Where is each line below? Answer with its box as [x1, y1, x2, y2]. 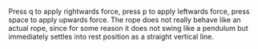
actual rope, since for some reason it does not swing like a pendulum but [8, 24, 248, 32]
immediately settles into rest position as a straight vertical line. [8, 32, 214, 41]
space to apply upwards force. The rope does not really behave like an [8, 15, 242, 24]
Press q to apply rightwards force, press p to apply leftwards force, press [8, 7, 250, 16]
